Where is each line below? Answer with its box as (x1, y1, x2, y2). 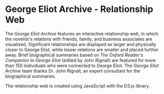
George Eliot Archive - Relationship (5, 3, 154, 15)
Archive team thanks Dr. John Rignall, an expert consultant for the (5, 67, 141, 73)
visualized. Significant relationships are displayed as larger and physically (5, 41, 157, 47)
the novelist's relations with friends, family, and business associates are (5, 36, 153, 42)
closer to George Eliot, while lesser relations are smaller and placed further (5, 46, 159, 52)
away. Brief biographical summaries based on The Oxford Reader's (5, 51, 144, 58)
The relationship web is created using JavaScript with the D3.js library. (5, 82, 151, 88)
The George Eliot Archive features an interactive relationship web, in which (5, 30, 159, 36)
